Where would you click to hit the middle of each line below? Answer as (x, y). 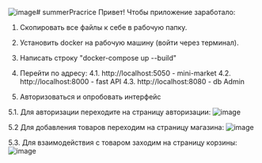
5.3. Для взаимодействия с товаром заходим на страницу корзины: (123, 143)
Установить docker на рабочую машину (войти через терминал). (129, 43)
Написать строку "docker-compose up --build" (98, 58)
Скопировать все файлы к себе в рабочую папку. (103, 27)
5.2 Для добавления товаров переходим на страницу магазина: (116, 127)
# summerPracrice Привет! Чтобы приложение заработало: (136, 12)
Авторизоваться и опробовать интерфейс (90, 97)
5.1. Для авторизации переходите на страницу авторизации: (110, 112)
